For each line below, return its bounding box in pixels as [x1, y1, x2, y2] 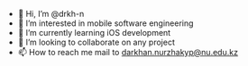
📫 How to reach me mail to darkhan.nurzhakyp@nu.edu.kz [17, 47, 239, 57]
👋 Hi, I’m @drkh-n [17, 9, 85, 19]
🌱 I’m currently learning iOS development [17, 28, 171, 37]
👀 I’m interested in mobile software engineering [17, 18, 194, 29]
